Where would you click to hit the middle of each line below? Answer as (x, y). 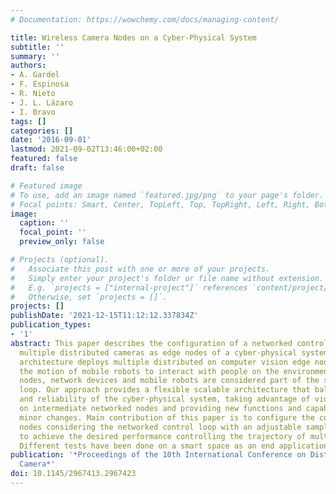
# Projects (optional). (60, 260)
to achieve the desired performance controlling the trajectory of (163, 436)
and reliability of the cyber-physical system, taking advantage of (165, 399)
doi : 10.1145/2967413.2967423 (73, 474)
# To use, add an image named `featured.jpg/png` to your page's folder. (167, 195)
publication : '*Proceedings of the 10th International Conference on (158, 455)
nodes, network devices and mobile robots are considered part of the (169, 381)
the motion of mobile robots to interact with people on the (149, 371)
